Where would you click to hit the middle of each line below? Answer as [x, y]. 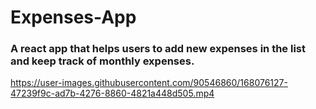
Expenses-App [73, 17]
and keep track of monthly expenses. [102, 61]
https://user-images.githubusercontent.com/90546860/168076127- [149, 83]
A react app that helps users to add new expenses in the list [158, 49]
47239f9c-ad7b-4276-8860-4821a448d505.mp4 [112, 93]
